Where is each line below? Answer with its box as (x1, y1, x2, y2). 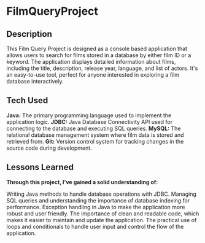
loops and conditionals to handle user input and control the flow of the (6, 223, 184, 230)
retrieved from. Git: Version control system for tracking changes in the (6, 137, 184, 145)
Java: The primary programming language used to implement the (6, 112, 172, 119)
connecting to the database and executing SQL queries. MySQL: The (6, 125, 181, 132)
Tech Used (6, 95, 48, 106)
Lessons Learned (6, 162, 74, 172)
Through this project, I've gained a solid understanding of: (6, 178, 158, 185)
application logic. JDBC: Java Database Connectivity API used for (6, 118, 173, 125)
